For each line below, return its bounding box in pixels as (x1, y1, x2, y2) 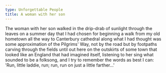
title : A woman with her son (5, 12, 65, 17)
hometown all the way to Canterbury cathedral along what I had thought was (5, 36, 162, 42)
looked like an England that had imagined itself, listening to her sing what (5, 51, 154, 57)
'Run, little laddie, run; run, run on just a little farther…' (5, 62, 115, 68)
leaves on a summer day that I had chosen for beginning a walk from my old (5, 31, 160, 36)
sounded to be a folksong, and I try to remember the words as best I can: (5, 57, 154, 63)
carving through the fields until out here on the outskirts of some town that (5, 46, 158, 52)
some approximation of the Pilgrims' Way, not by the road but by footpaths (5, 41, 157, 47)
